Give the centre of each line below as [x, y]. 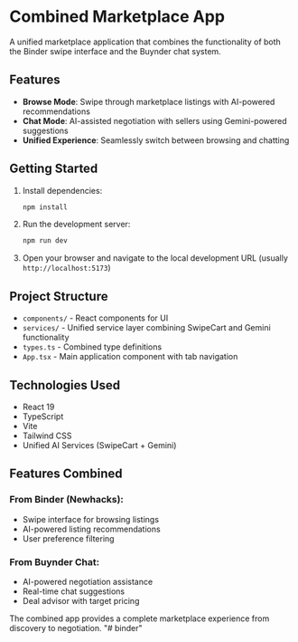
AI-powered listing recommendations [91, 529]
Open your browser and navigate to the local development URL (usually [155, 258]
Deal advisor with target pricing [81, 600]
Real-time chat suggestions [73, 591]
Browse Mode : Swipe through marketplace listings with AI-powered [149, 101]
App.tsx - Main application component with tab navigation [130, 357]
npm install [45, 207]
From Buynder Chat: [55, 561]
